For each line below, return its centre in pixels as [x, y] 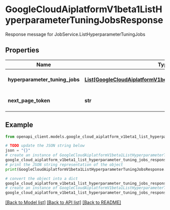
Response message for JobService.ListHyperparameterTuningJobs [75, 34]
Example [19, 125]
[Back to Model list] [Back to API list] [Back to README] [63, 202]
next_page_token [29, 100]
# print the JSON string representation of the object [64, 164]
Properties [22, 50]
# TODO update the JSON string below [45, 146]
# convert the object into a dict [42, 178]
